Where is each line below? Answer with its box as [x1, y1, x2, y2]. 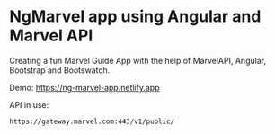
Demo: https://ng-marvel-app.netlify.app [9, 82, 160, 93]
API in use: [9, 99, 49, 110]
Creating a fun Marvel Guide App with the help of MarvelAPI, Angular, [9, 55, 267, 66]
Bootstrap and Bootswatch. [9, 65, 111, 76]
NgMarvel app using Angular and [9, 6, 262, 27]
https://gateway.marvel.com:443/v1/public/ [9, 117, 175, 126]
